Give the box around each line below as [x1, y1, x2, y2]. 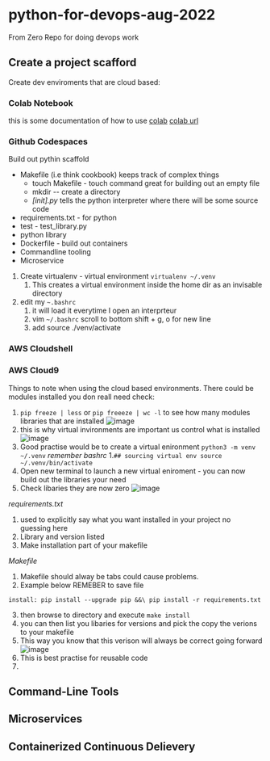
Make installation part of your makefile [19, 540, 147, 550]
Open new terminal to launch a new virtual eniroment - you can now [19, 466, 246, 476]
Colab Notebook [8, 97, 74, 108]
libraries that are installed [19, 416, 105, 426]
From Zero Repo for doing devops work [8, 32, 139, 42]
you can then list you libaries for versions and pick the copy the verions [19, 618, 258, 628]
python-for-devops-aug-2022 [8, 6, 216, 24]
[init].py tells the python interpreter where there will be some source [31, 196, 259, 205]
